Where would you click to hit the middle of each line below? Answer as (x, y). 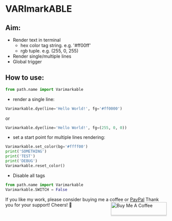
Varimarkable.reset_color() (35, 166)
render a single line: (34, 99)
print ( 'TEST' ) (20, 156)
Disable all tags (29, 175)
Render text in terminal (37, 40)
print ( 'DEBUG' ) (21, 161)
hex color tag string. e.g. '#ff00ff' (56, 45)
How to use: (25, 78)
